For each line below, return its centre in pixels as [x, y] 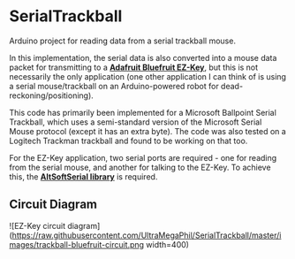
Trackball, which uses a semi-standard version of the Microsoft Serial [136, 122]
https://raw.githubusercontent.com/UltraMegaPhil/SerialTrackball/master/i [147, 235]
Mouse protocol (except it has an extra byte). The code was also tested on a [148, 131]
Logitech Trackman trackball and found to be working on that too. [129, 141]
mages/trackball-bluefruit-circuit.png [76, 244]
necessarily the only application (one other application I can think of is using [148, 76]
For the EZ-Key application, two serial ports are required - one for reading [143, 157]
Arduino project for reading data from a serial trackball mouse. [123, 41]
